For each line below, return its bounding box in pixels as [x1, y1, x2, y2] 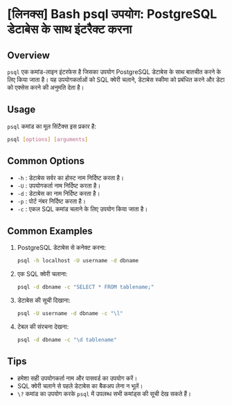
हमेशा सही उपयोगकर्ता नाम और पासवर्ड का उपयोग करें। [17, 374, 138, 382]
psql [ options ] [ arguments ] [7, 136, 89, 143]
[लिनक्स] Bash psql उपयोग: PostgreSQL [7, 6, 217, 22]
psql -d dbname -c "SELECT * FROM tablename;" [17, 284, 154, 291]
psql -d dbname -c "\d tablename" [17, 336, 117, 343]
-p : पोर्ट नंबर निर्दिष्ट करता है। [17, 197, 87, 205]
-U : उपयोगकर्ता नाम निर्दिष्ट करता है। [17, 181, 101, 190]
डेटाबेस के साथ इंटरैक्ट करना [7, 21, 132, 37]
